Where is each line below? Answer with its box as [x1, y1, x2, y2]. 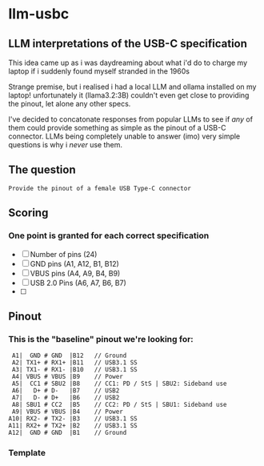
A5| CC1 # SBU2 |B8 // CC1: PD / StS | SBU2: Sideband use [11, 380, 227, 388]
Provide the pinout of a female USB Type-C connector [8, 184, 192, 192]
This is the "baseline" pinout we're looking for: [8, 333, 194, 344]
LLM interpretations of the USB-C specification [8, 37, 248, 50]
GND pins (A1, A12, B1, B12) [30, 259, 120, 268]
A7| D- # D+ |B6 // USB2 [11, 394, 120, 402]
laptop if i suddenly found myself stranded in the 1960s [8, 66, 190, 76]
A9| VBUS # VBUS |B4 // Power [11, 408, 124, 416]
